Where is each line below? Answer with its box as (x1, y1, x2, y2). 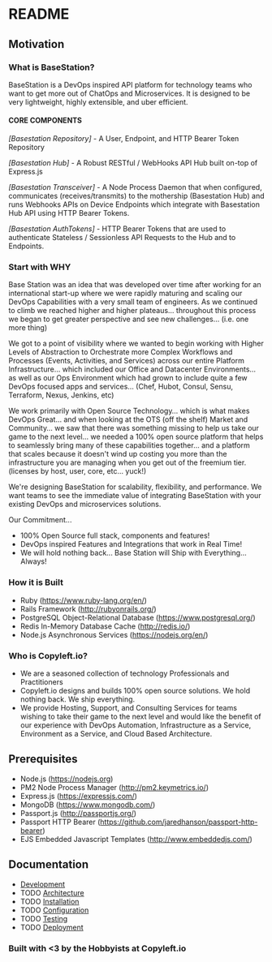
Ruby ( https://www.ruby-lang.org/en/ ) (19, 595, 148, 605)
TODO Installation (19, 896, 80, 906)
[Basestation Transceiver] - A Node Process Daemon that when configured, (8, 183, 262, 192)
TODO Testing (19, 913, 68, 923)
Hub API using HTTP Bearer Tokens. (8, 208, 130, 218)
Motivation (8, 37, 65, 51)
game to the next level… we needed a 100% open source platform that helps (8, 432, 264, 442)
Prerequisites (8, 752, 78, 767)
